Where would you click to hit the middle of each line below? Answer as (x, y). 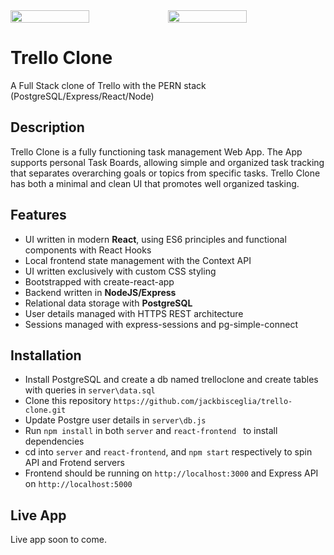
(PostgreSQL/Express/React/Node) (82, 96)
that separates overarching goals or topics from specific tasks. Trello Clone (165, 173)
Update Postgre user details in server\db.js (115, 420)
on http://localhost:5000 (78, 484)
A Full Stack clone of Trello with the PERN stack (108, 85)
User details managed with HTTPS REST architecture (134, 313)
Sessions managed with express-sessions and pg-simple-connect (161, 324)
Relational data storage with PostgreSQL (108, 303)
